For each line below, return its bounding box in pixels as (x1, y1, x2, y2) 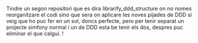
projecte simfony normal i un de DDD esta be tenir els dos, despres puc (6, 24, 184, 31)
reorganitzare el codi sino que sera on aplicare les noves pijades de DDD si (6, 11, 193, 18)
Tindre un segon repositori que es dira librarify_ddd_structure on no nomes (6, 5, 192, 12)
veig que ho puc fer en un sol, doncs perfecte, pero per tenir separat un (6, 18, 185, 24)
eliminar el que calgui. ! (6, 30, 64, 37)
